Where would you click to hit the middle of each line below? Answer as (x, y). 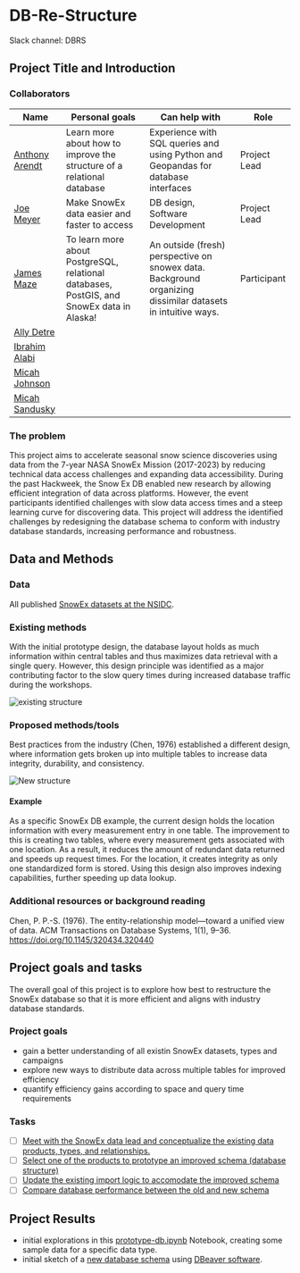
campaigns (43, 1060)
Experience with (183, 132)
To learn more (95, 239)
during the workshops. (51, 684)
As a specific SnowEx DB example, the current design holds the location (142, 821)
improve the (91, 155)
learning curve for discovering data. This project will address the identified (146, 512)
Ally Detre (34, 331)
